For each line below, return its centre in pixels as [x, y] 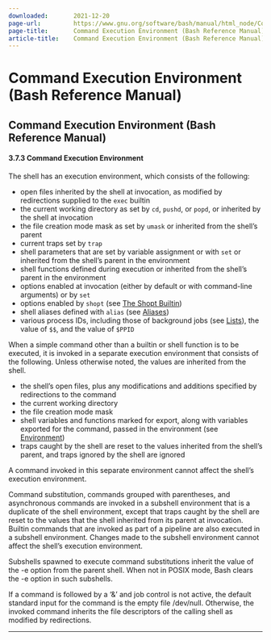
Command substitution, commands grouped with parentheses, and [119, 495]
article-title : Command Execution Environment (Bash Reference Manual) [137, 38]
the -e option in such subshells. [60, 579]
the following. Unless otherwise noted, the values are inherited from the [127, 362]
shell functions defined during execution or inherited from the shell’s [133, 269]
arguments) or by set [55, 295]
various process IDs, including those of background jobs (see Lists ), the [140, 320]
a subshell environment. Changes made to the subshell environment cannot [134, 538]
